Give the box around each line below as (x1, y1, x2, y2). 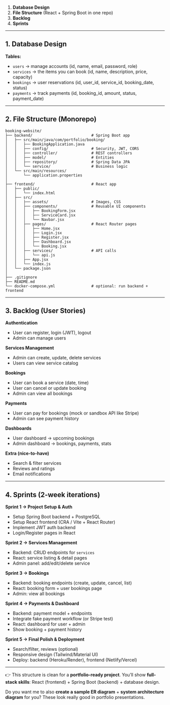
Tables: (5, 53, 21, 59)
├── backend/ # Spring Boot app (5, 133, 130, 138)
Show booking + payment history (12, 626, 82, 633)
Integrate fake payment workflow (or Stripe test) (12, 616, 113, 622)
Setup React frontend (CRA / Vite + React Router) (12, 519, 115, 525)
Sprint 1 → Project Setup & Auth (5, 504, 72, 510)
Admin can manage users (12, 335, 66, 341)
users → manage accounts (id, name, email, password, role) (12, 63, 138, 69)
